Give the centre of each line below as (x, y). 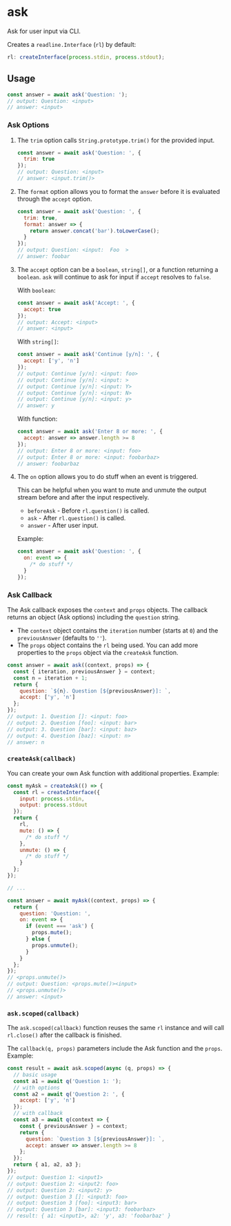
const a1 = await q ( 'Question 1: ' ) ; (68, 1081)
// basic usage (35, 1075)
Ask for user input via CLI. (44, 31)
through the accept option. (54, 199)
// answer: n (26, 742)
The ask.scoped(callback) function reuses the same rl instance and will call (115, 1028)
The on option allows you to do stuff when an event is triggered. (108, 477)
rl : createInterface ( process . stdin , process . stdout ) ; (86, 57)
